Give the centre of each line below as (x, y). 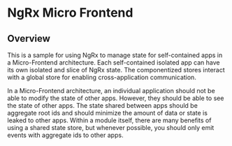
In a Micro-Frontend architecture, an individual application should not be (111, 91)
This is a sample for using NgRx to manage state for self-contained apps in (115, 55)
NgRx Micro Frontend (70, 13)
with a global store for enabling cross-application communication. (102, 77)
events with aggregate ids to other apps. (65, 135)
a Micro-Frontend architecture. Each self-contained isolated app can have (114, 63)
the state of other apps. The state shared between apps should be (102, 105)
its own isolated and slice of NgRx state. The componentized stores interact (116, 70)
